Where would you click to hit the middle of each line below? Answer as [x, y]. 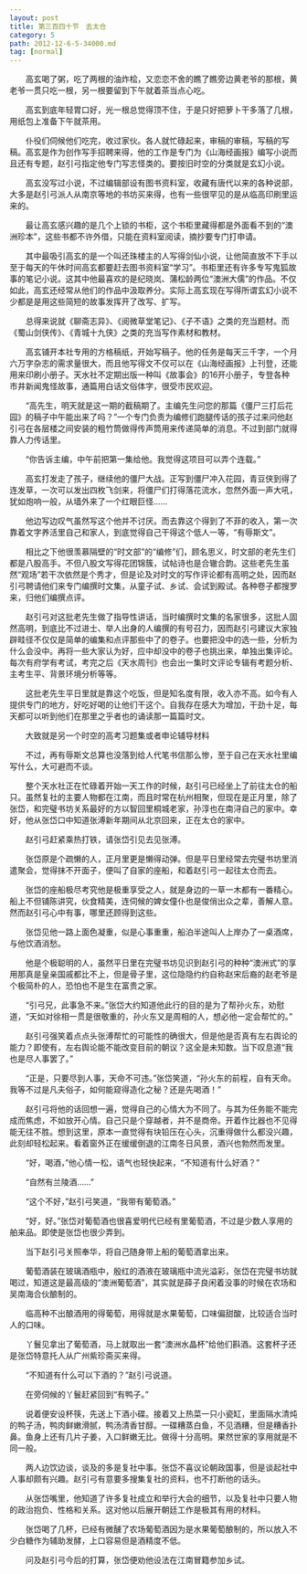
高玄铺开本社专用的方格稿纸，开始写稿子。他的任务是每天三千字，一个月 [161, 352]
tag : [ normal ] [37, 52]
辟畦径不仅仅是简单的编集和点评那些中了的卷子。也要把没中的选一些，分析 [149, 639]
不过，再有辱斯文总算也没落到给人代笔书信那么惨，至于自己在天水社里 [157, 755]
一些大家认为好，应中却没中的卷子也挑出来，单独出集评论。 [185, 651]
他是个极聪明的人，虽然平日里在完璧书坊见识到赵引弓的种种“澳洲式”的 [157, 963]
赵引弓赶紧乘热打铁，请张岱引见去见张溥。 [105, 840]
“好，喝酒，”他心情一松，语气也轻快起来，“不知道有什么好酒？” [143, 1163]
